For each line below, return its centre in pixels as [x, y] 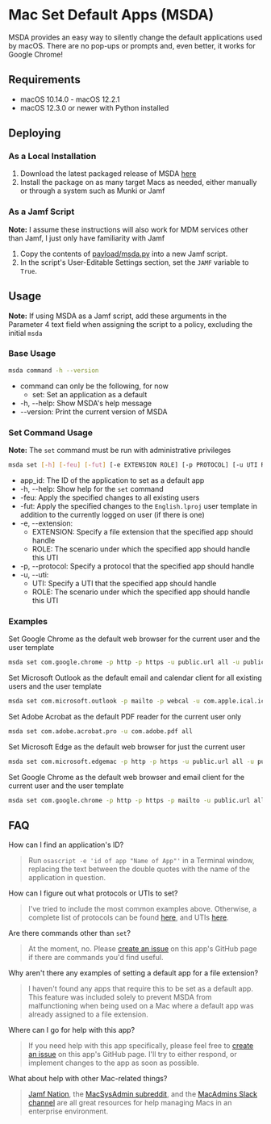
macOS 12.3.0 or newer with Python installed [94, 107]
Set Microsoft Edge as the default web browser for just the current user [127, 747]
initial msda [25, 333]
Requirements [44, 80]
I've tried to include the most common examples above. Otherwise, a [142, 909]
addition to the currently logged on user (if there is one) [113, 514]
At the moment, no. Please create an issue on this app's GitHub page [142, 949]
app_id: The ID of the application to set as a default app [112, 480]
